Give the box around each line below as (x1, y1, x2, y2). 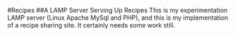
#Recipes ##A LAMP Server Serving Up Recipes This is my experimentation (7, 6, 228, 14)
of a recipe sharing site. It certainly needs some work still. (7, 21, 176, 29)
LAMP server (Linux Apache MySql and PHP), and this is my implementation (7, 13, 229, 22)
